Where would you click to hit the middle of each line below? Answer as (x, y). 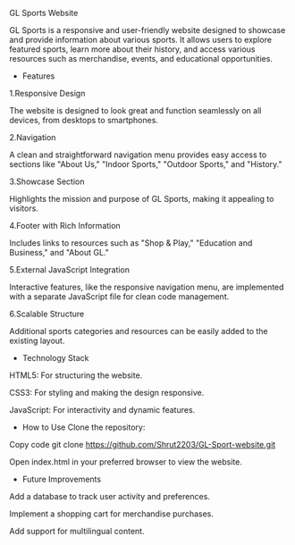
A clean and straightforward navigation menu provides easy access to (138, 155)
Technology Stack (55, 358)
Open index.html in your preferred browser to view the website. (126, 462)
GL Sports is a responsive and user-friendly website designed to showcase (147, 30)
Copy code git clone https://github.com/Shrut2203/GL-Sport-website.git (143, 444)
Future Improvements (61, 479)
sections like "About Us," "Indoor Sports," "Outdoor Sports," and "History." (146, 164)
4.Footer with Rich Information (65, 226)
